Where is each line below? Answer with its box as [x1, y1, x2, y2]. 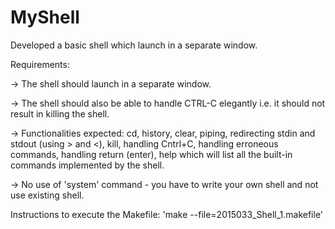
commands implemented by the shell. [10, 159, 165, 171]
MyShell [10, 6, 80, 29]
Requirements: [10, 58, 70, 70]
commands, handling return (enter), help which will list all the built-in [10, 148, 293, 160]
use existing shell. [10, 189, 85, 201]
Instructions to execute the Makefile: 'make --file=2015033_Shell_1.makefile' [10, 208, 324, 220]
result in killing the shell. [10, 107, 110, 120]
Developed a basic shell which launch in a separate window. [10, 39, 258, 51]
